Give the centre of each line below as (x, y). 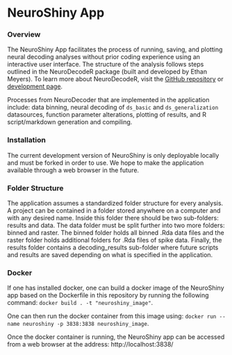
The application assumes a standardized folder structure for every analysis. (115, 204)
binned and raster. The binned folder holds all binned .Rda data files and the (116, 233)
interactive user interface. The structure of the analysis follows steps (106, 65)
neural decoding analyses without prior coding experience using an (103, 57)
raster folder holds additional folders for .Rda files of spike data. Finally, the (115, 240)
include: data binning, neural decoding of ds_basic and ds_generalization (113, 107)
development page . (35, 86)
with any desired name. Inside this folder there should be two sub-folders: (113, 218)
